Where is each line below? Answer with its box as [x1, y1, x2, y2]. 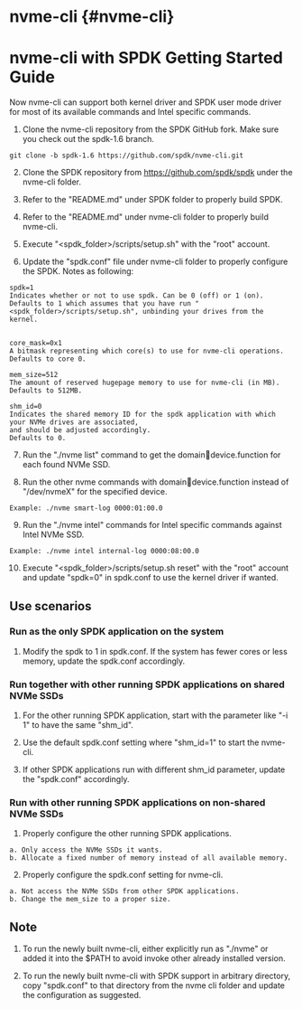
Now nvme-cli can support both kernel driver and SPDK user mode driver [9, 97, 282, 108]
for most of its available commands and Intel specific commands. [9, 107, 252, 118]
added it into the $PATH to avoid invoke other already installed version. [22, 953, 286, 964]
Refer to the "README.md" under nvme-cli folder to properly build [22, 212, 269, 222]
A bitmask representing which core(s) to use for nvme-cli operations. [9, 346, 284, 356]
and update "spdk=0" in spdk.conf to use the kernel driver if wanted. [22, 572, 279, 583]
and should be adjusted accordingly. [9, 426, 151, 435]
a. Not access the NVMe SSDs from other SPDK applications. [9, 887, 241, 896]
